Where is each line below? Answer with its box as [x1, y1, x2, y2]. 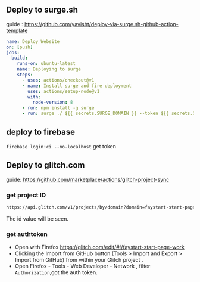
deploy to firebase [6, 127, 76, 137]
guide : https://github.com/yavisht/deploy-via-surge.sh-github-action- [6, 20, 179, 27]
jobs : [6, 49, 20, 55]
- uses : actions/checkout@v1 [21, 77, 95, 83]
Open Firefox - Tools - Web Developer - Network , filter [14, 262, 151, 270]
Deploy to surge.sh [6, 5, 79, 15]
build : [11, 55, 28, 61]
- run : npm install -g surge [21, 105, 95, 111]
